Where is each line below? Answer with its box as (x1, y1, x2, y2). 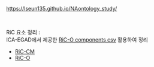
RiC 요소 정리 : (6, 29, 40, 36)
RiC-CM (14, 48, 35, 55)
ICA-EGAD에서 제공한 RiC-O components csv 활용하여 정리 (6, 36, 149, 43)
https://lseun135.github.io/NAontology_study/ (6, 5, 117, 12)
